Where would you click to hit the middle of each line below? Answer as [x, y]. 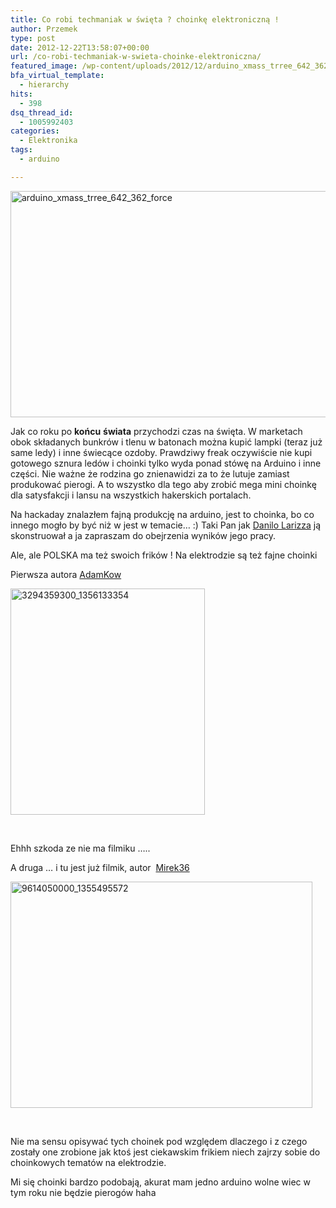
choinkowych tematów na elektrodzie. [88, 1162]
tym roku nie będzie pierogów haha [83, 1192]
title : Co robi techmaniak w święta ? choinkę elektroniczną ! [145, 19]
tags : [21, 150]
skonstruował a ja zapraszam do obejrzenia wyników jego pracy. [143, 535]
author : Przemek [44, 29]
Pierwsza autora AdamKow [66, 574]
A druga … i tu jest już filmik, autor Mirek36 [100, 867]
